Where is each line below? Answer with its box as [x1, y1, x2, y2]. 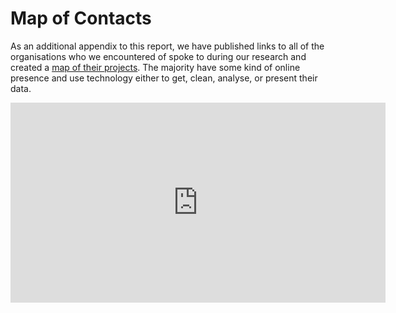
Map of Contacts [10, 7, 152, 30]
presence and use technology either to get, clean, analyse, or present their [10, 72, 318, 84]
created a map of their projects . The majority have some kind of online [10, 61, 301, 73]
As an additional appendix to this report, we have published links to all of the [10, 40, 325, 52]
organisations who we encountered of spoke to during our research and [10, 50, 307, 62]
